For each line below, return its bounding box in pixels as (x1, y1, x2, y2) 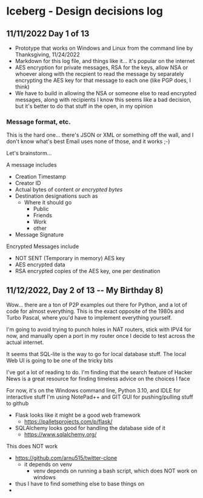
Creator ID (15, 180, 41, 187)
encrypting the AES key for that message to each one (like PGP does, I (15, 77, 191, 84)
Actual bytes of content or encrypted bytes (15, 186, 123, 193)
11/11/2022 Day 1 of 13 (6, 29, 90, 39)
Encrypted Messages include (6, 243, 79, 250)
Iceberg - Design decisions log (6, 4, 164, 18)
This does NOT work (6, 443, 58, 450)
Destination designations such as (15, 192, 98, 200)
